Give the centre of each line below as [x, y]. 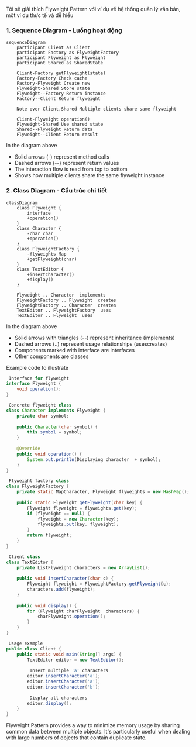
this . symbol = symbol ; [55, 432]
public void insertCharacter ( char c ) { [65, 579]
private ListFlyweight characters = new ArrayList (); [83, 567]
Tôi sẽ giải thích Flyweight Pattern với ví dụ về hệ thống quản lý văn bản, [93, 9]
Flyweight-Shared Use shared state [60, 125]
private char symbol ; [43, 416]
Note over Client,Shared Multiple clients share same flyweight [97, 109]
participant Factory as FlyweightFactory [68, 53]
